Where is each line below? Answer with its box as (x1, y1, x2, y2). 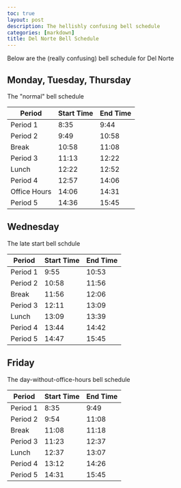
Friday (7, 357, 35, 369)
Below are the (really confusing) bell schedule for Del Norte (7, 54, 174, 62)
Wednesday (7, 221, 59, 233)
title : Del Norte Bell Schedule (7, 36, 99, 42)
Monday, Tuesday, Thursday (7, 74, 132, 86)
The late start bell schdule (7, 239, 81, 247)
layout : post (7, 16, 44, 23)
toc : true (7, 10, 36, 17)
